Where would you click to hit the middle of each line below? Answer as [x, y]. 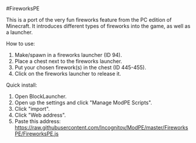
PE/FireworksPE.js [37, 134]
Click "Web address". [40, 115]
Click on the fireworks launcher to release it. [68, 74]
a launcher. [20, 32]
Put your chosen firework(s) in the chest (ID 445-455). [80, 67]
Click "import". [32, 109]
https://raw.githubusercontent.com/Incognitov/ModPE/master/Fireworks [101, 127]
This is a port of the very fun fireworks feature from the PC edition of [89, 20]
